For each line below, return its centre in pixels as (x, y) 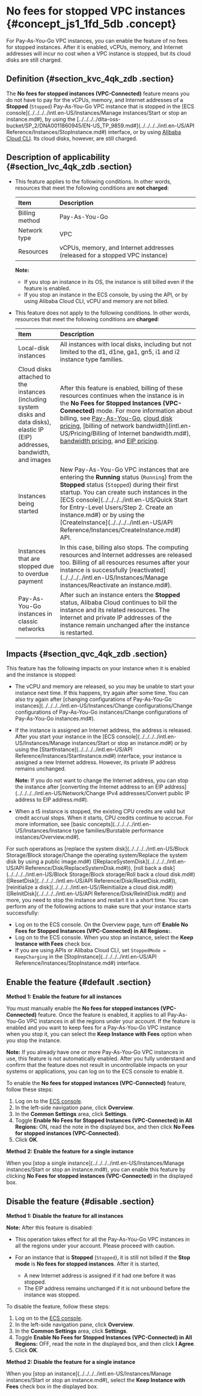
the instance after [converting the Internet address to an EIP (89, 787)
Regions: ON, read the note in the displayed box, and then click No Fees (104, 1127)
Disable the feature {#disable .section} (81, 1201)
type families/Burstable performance (118, 831)
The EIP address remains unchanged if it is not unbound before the (107, 1288)
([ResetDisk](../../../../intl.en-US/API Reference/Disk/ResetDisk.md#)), (92, 881)
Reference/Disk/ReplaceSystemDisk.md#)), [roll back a (93, 868)
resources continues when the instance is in (122, 395)
